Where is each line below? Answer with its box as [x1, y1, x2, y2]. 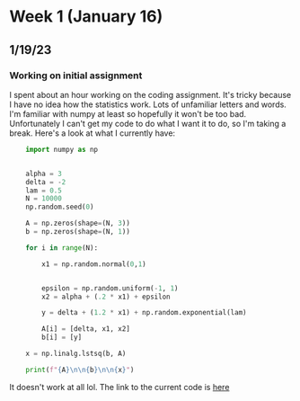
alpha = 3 [25, 169, 63, 178]
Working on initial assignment [9, 69, 143, 82]
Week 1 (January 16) [9, 6, 163, 27]
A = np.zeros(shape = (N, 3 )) [25, 218, 130, 228]
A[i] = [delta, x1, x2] [41, 325, 130, 334]
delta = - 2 [25, 177, 66, 186]
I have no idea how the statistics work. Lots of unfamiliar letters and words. [9, 99, 287, 110]
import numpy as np [25, 145, 99, 154]
